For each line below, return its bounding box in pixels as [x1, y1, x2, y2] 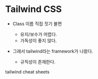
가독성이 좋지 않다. [20, 37, 57, 43]
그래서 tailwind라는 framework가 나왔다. [12, 48, 93, 54]
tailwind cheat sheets [5, 68, 50, 74]
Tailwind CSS [5, 3, 62, 15]
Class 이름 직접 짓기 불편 [12, 20, 62, 26]
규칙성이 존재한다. [20, 58, 56, 64]
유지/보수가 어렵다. [20, 31, 57, 37]
